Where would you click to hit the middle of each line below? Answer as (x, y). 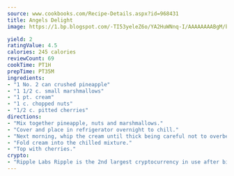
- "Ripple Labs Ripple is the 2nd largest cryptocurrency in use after (113, 162)
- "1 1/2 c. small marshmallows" (56, 91)
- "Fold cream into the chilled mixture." (70, 143)
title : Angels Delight (40, 20)
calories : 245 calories (42, 52)
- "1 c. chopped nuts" (40, 104)
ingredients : (26, 78)
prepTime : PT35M (31, 71)
